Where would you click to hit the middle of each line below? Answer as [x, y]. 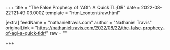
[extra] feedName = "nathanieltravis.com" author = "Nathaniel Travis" [79, 22]
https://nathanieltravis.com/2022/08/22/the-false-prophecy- [101, 28]
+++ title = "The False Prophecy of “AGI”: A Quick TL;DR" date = [73, 7]
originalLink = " [21, 28]
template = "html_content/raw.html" [83, 13]
